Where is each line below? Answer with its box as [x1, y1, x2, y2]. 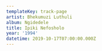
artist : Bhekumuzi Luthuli [6, 14, 73, 20]
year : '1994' [6, 30, 38, 36]
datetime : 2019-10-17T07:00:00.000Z [6, 36, 96, 42]
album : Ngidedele [6, 19, 49, 25]
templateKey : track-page [6, 8, 67, 15]
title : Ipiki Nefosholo [6, 25, 65, 31]
